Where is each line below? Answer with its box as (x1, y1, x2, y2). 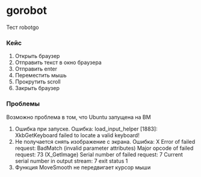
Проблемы (6, 100, 40, 108)
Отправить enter (14, 65, 58, 72)
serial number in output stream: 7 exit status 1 (14, 157, 128, 164)
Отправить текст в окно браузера (14, 59, 102, 66)
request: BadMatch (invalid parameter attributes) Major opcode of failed (14, 144, 194, 152)
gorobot (6, 4, 47, 18)
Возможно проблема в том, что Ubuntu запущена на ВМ (6, 113, 152, 121)
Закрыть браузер (14, 85, 60, 92)
